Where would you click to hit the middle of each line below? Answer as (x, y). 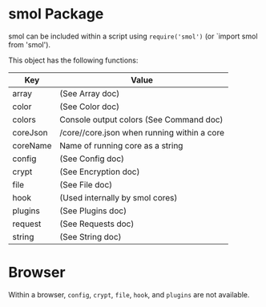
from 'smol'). (29, 44)
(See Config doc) (92, 159)
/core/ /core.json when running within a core (142, 132)
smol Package (56, 14)
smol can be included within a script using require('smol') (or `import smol (133, 36)
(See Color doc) (90, 107)
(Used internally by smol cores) (119, 197)
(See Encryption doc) (100, 172)
